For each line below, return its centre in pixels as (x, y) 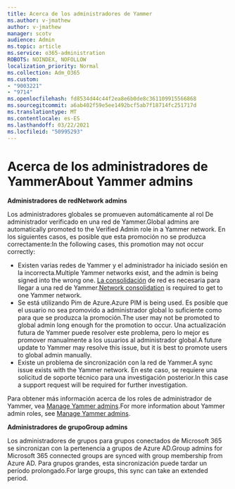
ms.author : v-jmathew (39, 20)
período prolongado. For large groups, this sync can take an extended (108, 471)
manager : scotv (30, 33)
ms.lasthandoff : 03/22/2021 (49, 125)
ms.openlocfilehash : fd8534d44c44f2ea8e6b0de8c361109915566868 (102, 99)
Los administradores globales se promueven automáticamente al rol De (110, 215)
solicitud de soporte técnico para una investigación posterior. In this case (123, 378)
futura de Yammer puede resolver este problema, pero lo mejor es (113, 333)
